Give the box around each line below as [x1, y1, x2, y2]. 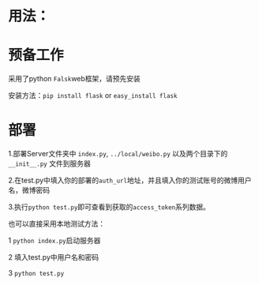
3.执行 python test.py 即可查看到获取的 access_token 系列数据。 [8, 202, 211, 212]
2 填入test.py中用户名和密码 [8, 253, 99, 262]
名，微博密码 [8, 186, 50, 195]
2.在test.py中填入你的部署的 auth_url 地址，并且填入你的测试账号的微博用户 [8, 175, 252, 186]
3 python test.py [8, 268, 65, 278]
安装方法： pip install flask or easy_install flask [8, 91, 178, 100]
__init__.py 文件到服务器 [8, 159, 91, 168]
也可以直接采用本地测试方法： [8, 219, 105, 229]
